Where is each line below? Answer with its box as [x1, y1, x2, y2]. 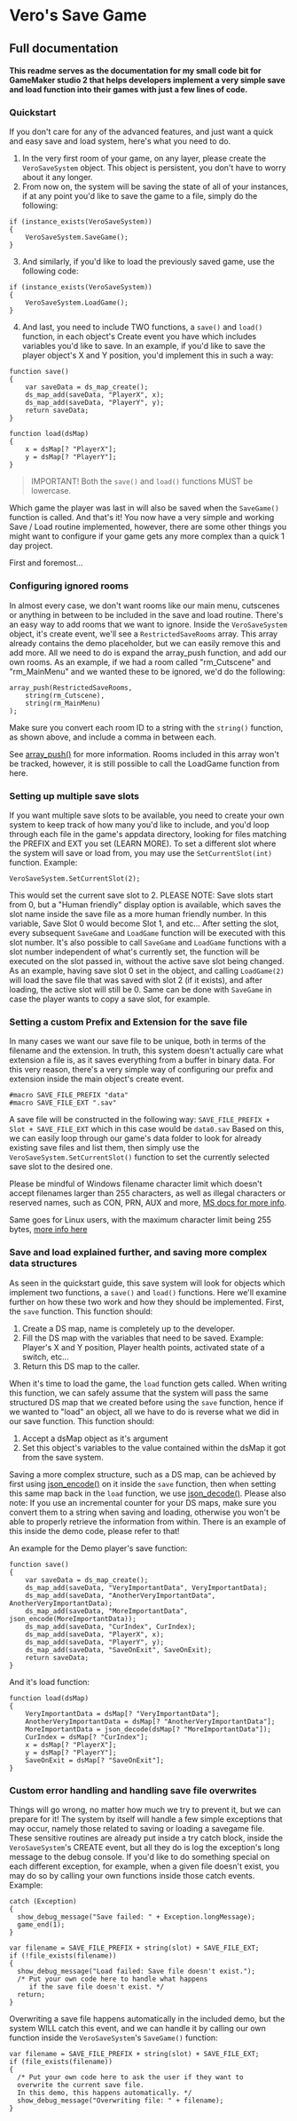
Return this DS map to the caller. [21, 1360, 140, 1372]
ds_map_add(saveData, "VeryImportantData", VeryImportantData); [25, 1583, 268, 1592]
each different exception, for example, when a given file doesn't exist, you [9, 1861, 279, 1872]
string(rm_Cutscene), [25, 691, 105, 700]
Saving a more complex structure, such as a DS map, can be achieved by [9, 1468, 277, 1479]
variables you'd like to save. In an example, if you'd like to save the [21, 341, 266, 352]
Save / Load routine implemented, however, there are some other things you [9, 521, 287, 533]
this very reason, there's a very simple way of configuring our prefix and [9, 1064, 273, 1075]
